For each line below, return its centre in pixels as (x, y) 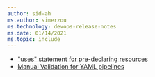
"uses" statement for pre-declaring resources (82, 59)
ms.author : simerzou (37, 20)
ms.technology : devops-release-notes (62, 26)
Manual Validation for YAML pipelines (71, 67)
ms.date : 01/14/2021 (37, 33)
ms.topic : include (34, 40)
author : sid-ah (29, 14)
